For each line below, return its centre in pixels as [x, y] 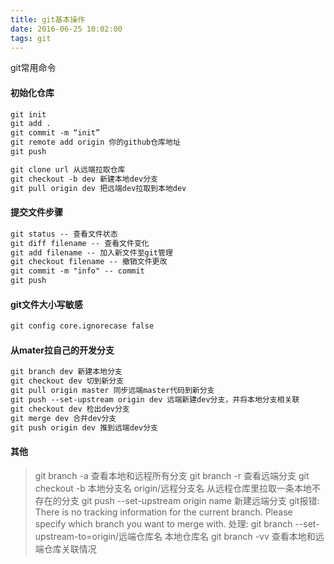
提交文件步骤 [36, 212]
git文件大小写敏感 [46, 304]
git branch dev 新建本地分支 [66, 372]
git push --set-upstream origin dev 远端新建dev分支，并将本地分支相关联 [155, 399]
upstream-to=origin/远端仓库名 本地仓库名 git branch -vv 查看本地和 [175, 536]
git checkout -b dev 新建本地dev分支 [84, 179]
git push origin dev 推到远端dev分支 [84, 427]
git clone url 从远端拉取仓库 [68, 169]
